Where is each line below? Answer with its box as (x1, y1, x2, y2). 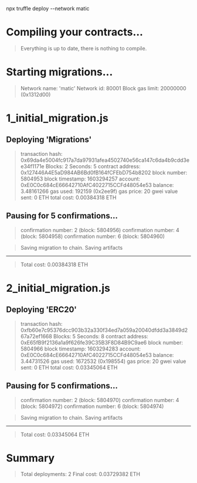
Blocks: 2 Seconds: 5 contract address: (45, 162, 141, 169)
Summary (6, 451, 55, 465)
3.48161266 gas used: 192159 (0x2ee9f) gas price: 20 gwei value (20, 188, 178, 195)
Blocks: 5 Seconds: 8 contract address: (53, 332, 148, 339)
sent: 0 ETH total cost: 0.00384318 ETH (20, 193, 117, 201)
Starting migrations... (6, 66, 113, 79)
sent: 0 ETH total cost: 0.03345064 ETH (20, 363, 118, 371)
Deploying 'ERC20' (6, 305, 77, 315)
